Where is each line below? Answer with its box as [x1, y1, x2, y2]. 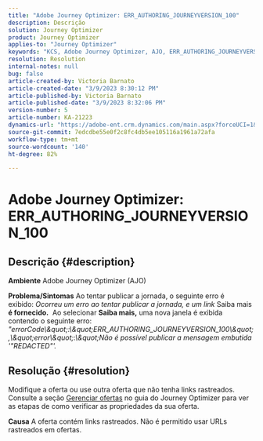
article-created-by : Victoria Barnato [8, 77, 135, 85]
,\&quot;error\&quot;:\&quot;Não [8, 333, 113, 342]
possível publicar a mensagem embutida [120, 333, 252, 342]
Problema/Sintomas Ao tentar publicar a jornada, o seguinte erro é [8, 291, 225, 301]
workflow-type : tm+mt [8, 135, 79, 144]
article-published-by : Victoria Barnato [8, 92, 142, 100]
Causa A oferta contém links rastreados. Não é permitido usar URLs [8, 417, 228, 426]
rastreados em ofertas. [8, 425, 82, 435]
